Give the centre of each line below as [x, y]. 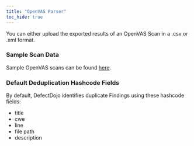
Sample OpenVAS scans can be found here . [59, 67]
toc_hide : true [25, 17]
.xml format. [20, 40]
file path [25, 131]
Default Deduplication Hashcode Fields [63, 82]
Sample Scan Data [33, 55]
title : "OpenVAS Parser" [36, 11]
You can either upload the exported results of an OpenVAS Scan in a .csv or [97, 33]
